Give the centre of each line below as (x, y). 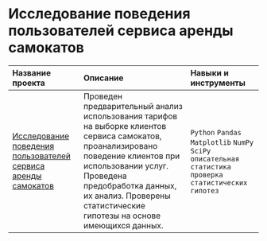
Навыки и (209, 72)
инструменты (218, 83)
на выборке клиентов (125, 126)
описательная (215, 159)
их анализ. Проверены (127, 196)
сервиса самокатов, (122, 136)
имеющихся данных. (123, 225)
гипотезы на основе (122, 216)
